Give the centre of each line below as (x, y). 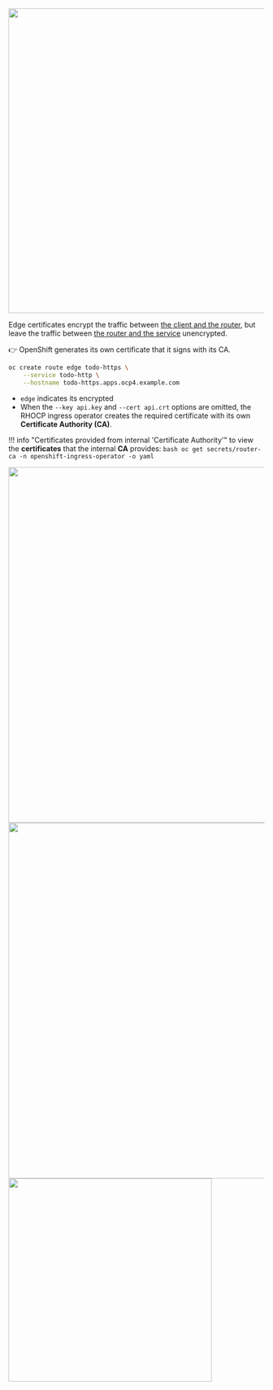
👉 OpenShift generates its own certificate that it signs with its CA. (120, 350)
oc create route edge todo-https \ (69, 367)
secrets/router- (234, 449)
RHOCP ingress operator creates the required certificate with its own (135, 415)
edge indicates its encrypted (67, 398)
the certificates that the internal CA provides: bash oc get (106, 448)
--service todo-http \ (61, 375)
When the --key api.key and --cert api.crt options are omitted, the (136, 406)
